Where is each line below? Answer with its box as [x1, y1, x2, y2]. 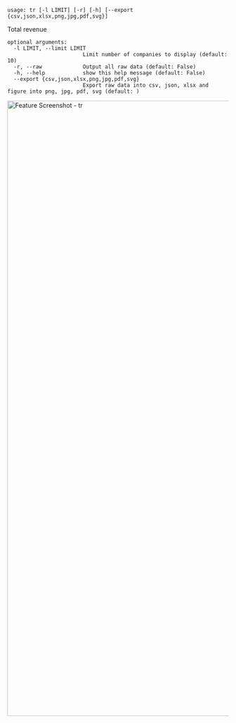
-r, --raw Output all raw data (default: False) [13, 63, 197, 70]
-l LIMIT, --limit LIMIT [13, 45, 86, 52]
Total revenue [7, 25, 47, 33]
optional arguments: [7, 39, 68, 46]
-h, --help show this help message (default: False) [13, 70, 206, 77]
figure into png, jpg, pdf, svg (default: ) [7, 88, 140, 95]
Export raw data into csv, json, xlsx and [82, 82, 209, 89]
